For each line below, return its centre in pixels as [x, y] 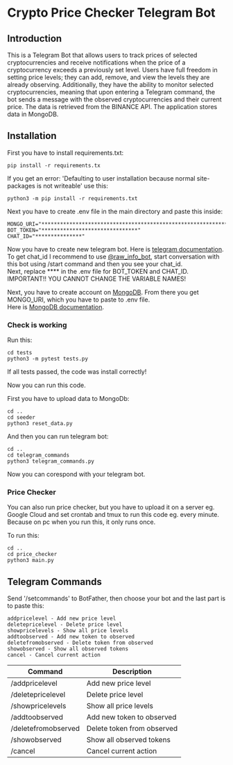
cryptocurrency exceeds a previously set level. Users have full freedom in [113, 70]
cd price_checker [32, 554]
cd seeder [21, 418]
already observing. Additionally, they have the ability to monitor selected [110, 84]
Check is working [37, 324]
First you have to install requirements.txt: [66, 153]
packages [21, 186]
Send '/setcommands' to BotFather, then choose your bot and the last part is [116, 598]
